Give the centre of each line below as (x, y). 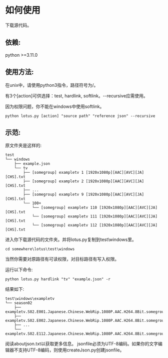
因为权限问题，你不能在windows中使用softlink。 (55, 106)
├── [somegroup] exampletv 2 (53, 181)
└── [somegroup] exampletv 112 (64, 225)
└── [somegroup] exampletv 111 (64, 216)
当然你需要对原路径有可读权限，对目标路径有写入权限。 (62, 259)
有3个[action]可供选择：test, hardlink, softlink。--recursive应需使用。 (77, 95)
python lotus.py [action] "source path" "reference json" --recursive (80, 116)
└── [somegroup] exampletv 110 (64, 208)
